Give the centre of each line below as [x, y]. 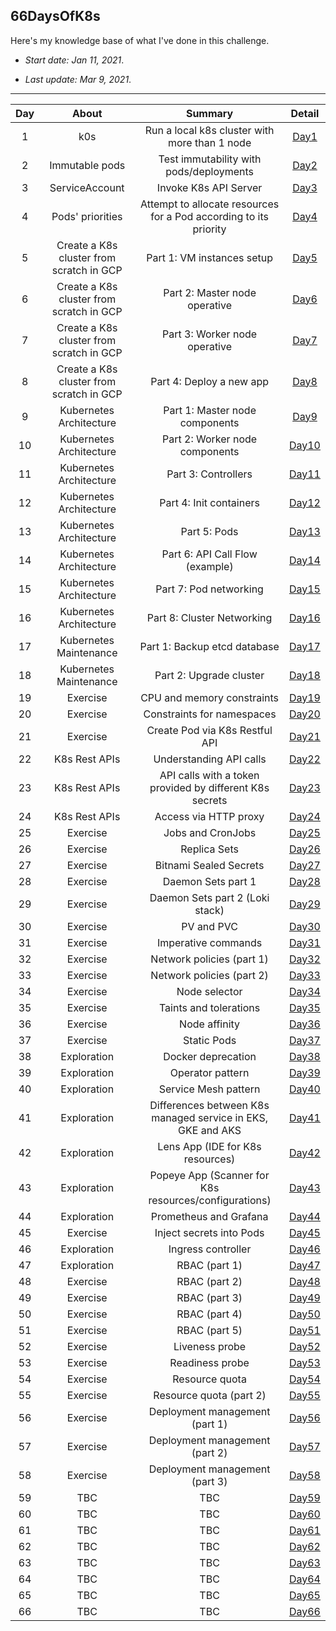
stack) [209, 910]
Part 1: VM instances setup [209, 257]
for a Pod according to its [209, 216]
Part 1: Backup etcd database [209, 646]
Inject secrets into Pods [209, 1232]
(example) [209, 566]
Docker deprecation [210, 1056]
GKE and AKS [210, 1130]
